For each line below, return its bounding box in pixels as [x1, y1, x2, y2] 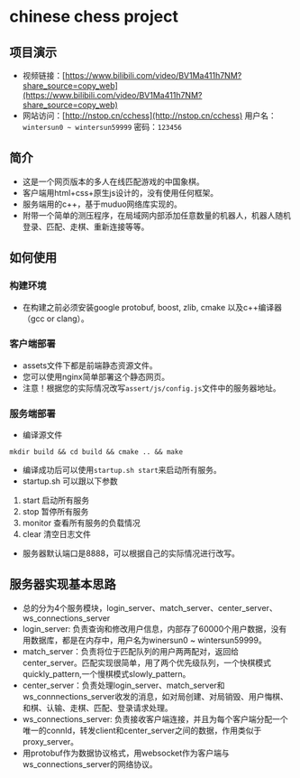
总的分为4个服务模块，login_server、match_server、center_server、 [22, 602, 277, 613]
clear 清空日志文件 [22, 529, 92, 540]
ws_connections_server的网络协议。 [22, 758, 158, 769]
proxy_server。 [22, 736, 79, 746]
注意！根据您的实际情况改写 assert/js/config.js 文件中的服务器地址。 [22, 382, 281, 394]
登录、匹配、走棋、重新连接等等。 [22, 221, 150, 232]
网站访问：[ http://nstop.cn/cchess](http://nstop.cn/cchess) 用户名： [22, 110, 277, 121]
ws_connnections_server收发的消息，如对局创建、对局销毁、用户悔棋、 [22, 690, 288, 701]
